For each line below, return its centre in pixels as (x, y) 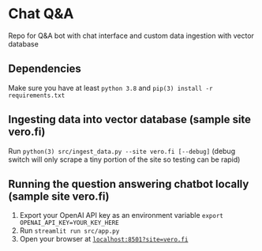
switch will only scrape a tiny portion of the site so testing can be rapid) (124, 159)
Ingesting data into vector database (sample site (129, 120)
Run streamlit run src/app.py (69, 230)
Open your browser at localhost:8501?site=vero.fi (104, 239)
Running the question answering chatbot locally (129, 184)
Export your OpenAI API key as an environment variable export (121, 215)
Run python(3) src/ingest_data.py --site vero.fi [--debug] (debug (122, 151)
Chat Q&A (41, 14)
